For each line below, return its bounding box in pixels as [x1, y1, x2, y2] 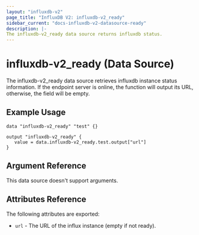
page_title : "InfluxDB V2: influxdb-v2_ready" [6, 14, 125, 20]
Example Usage [6, 107, 66, 117]
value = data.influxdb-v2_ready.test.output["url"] [14, 139, 147, 145]
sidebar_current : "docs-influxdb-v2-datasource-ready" [6, 20, 147, 26]
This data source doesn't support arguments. [6, 177, 118, 184]
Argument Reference [6, 161, 87, 171]
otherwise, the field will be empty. [6, 90, 90, 97]
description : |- [6, 25, 47, 32]
